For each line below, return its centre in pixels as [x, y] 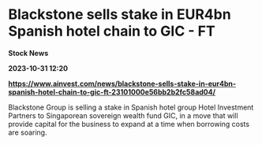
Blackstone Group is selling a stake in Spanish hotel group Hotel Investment [131, 107]
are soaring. [28, 132]
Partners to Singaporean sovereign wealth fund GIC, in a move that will [123, 115]
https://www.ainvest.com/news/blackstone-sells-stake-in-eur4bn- [122, 84]
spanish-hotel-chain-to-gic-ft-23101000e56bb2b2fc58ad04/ [112, 91]
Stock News [28, 53]
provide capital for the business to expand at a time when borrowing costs [129, 124]
